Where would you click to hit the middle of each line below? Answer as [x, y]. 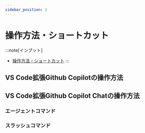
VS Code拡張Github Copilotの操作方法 [64, 78]
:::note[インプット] [24, 50]
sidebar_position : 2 [26, 10]
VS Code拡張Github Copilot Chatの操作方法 [72, 96]
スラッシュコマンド [28, 126]
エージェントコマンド [30, 111]
